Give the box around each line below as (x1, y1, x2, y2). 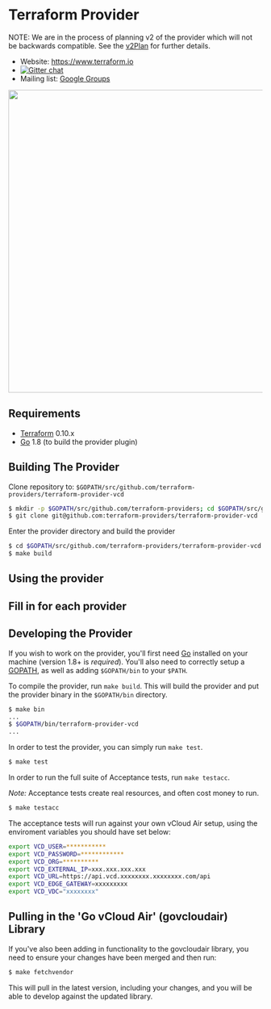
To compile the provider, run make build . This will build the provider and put (8, 680, 260, 691)
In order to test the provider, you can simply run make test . (8, 743, 203, 752)
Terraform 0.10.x (19, 428, 75, 438)
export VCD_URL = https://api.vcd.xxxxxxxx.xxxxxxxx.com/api (8, 873, 211, 881)
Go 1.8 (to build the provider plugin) (19, 437, 139, 446)
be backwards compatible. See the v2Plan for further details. (8, 40, 211, 50)
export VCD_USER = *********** (8, 842, 106, 851)
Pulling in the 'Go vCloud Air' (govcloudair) (8, 910, 228, 923)
